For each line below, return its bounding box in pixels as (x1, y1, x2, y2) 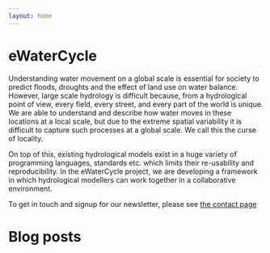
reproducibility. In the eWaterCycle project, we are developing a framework (8, 167, 259, 176)
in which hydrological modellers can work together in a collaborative (8, 175, 236, 184)
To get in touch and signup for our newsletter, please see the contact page (8, 199, 257, 209)
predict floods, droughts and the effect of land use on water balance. (8, 82, 238, 91)
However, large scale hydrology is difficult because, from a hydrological (8, 91, 247, 100)
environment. (8, 183, 53, 193)
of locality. (8, 133, 44, 143)
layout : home (8, 11, 53, 20)
